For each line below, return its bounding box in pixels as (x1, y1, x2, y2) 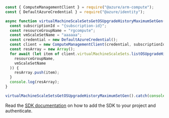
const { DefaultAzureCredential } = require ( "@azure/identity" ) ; (5, 9, 145, 15)
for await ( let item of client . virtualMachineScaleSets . (10, 51, 132, 56)
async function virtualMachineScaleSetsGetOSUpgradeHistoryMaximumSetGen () (5, 18, 167, 24)
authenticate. (5, 107, 33, 113)
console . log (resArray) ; (10, 80, 59, 85)
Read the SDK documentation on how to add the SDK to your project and (5, 102, 156, 108)
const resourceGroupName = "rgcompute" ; (10, 28, 96, 33)
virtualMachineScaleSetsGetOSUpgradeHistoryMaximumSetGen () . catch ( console (5, 93, 165, 98)
